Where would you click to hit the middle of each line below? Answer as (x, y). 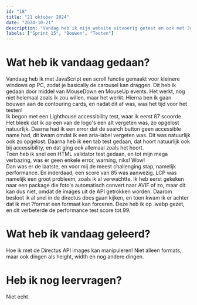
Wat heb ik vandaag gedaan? (78, 63)
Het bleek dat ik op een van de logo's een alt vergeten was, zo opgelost (93, 123)
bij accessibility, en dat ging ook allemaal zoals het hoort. (75, 148)
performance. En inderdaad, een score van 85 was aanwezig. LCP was (91, 173)
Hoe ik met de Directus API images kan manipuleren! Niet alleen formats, (94, 250)
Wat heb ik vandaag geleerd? (78, 234)
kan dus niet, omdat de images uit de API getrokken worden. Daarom (89, 191)
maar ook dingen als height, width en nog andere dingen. (75, 256)
